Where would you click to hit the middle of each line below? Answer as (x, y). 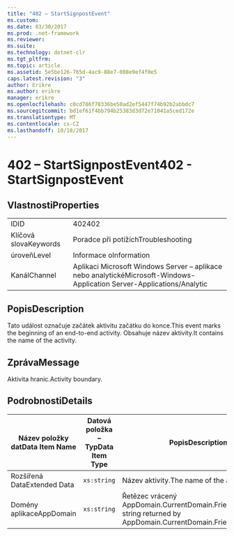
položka (99, 429)
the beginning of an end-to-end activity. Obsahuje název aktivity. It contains (116, 333)
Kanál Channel (34, 275)
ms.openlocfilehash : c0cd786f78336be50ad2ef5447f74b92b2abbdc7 (101, 105)
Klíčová (23, 236)
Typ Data (99, 447)
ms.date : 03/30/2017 (37, 26)
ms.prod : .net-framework (43, 33)
